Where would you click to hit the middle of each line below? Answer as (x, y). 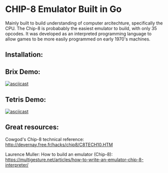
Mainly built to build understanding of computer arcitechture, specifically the (84, 23)
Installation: (24, 55)
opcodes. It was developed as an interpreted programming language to (78, 33)
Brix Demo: (23, 72)
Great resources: (32, 127)
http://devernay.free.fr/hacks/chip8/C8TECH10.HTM (59, 144)
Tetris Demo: (26, 99)
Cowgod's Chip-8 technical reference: (44, 139)
